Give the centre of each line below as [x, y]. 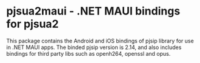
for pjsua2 [32, 24]
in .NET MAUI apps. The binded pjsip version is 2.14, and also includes [94, 47]
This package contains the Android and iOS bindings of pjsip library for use [100, 41]
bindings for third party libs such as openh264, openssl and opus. [88, 53]
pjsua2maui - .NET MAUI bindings [93, 11]
